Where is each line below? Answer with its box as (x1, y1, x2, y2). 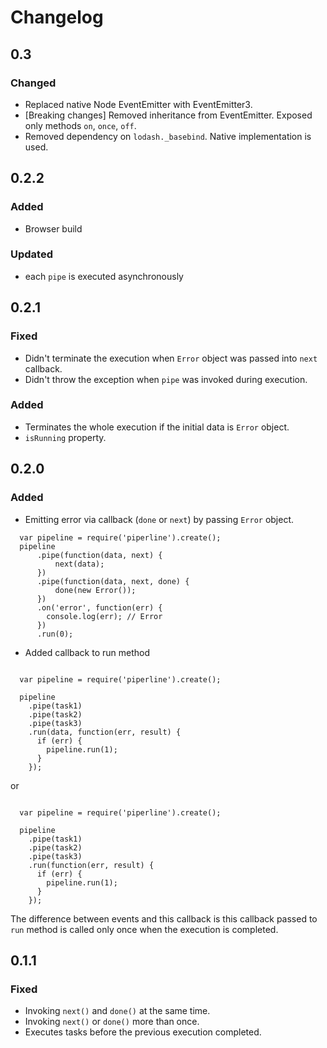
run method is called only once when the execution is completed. (10, 923, 279, 935)
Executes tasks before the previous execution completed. (24, 1026, 262, 1038)
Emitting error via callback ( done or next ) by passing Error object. (24, 513, 295, 525)
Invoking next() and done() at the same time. (24, 1005, 211, 1017)
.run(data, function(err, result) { (28, 727, 182, 737)
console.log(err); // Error (46, 611, 163, 621)
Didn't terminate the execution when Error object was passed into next (24, 352, 318, 364)
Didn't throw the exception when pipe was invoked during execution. (24, 373, 308, 385)
